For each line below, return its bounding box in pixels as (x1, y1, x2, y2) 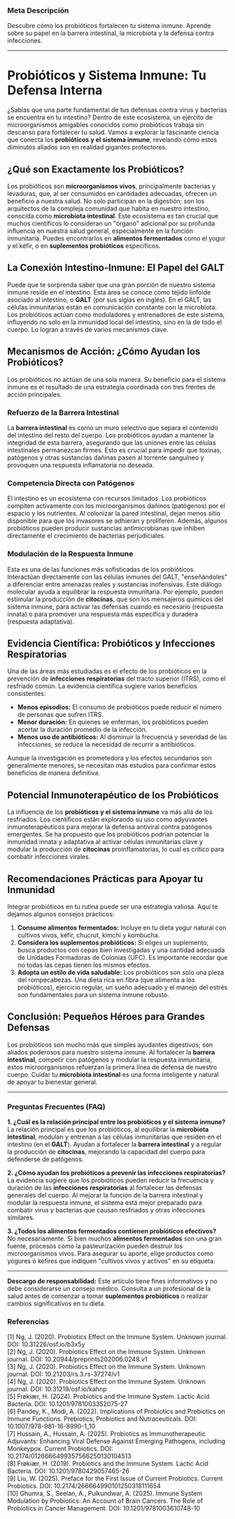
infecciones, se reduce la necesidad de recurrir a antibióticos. (17, 740, 196, 749)
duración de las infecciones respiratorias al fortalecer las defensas (7, 1184, 203, 1192)
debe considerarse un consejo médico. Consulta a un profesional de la (7, 1285, 211, 1293)
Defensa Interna (7, 83, 103, 98)
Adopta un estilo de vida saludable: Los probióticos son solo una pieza (17, 968, 225, 977)
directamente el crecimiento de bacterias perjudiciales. (7, 532, 166, 540)
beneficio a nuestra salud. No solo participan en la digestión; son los (7, 197, 205, 206)
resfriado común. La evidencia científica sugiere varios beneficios (7, 682, 197, 690)
